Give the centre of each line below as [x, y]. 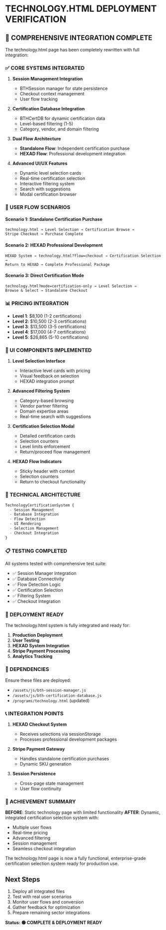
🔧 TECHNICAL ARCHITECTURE [43, 495]
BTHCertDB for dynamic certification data [62, 118]
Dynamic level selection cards [50, 173]
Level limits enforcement [45, 447]
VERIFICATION [36, 19]
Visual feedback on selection [49, 376]
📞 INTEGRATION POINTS [34, 713]
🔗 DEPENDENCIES [27, 669]
